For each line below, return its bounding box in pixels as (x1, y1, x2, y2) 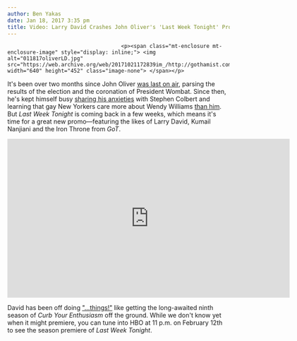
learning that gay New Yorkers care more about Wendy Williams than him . (7, 102, 222, 111)
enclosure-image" (7, 49, 59, 56)
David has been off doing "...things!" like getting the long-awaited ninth (7, 304, 214, 312)
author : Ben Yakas (7, 10, 61, 18)
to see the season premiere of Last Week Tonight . (7, 326, 152, 335)
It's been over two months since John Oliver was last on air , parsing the (7, 80, 215, 88)
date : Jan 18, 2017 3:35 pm (7, 17, 90, 24)
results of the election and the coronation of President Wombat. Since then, (7, 88, 227, 96)
